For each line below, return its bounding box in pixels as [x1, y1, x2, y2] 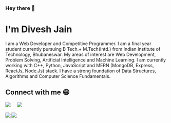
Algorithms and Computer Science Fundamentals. [5, 73, 111, 79]
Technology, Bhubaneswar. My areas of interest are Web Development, [5, 51, 156, 57]
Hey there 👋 [5, 5, 35, 12]
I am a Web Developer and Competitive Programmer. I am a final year [5, 40, 151, 47]
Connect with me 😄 [5, 88, 70, 97]
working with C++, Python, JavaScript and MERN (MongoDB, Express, [5, 62, 154, 68]
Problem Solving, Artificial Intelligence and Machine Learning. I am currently [5, 56, 166, 63]
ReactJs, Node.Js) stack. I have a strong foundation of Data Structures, [5, 68, 157, 74]
